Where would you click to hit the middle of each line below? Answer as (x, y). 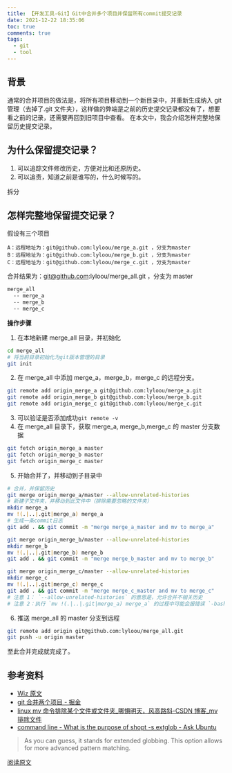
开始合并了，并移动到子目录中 (59, 475)
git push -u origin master (46, 637)
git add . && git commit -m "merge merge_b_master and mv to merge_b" (111, 559)
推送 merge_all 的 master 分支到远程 (68, 618)
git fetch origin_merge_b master (55, 455)
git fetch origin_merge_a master (55, 449)
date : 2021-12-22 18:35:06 (46, 20)
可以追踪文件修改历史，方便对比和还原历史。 (81, 168)
